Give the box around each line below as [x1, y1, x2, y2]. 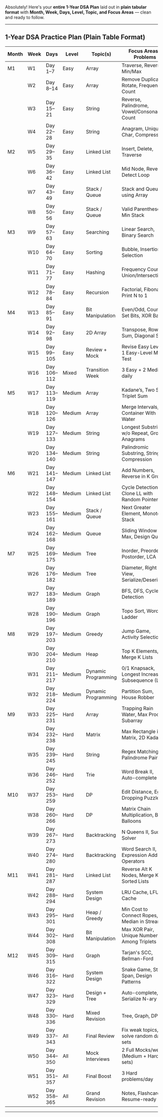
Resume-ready [121, 1096, 157, 1102]
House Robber [121, 694, 154, 700]
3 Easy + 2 [121, 366, 147, 373]
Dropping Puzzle [121, 794, 160, 801]
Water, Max [121, 711, 148, 718]
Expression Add [121, 852, 158, 858]
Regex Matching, [121, 748, 160, 755]
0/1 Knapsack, [121, 664, 155, 671]
